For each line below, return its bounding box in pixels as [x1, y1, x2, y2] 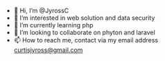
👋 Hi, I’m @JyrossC [13, 7, 69, 14]
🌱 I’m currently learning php [13, 21, 94, 29]
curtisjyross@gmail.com [13, 46, 83, 54]
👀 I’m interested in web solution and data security [13, 14, 155, 22]
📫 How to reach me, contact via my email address [13, 36, 158, 44]
